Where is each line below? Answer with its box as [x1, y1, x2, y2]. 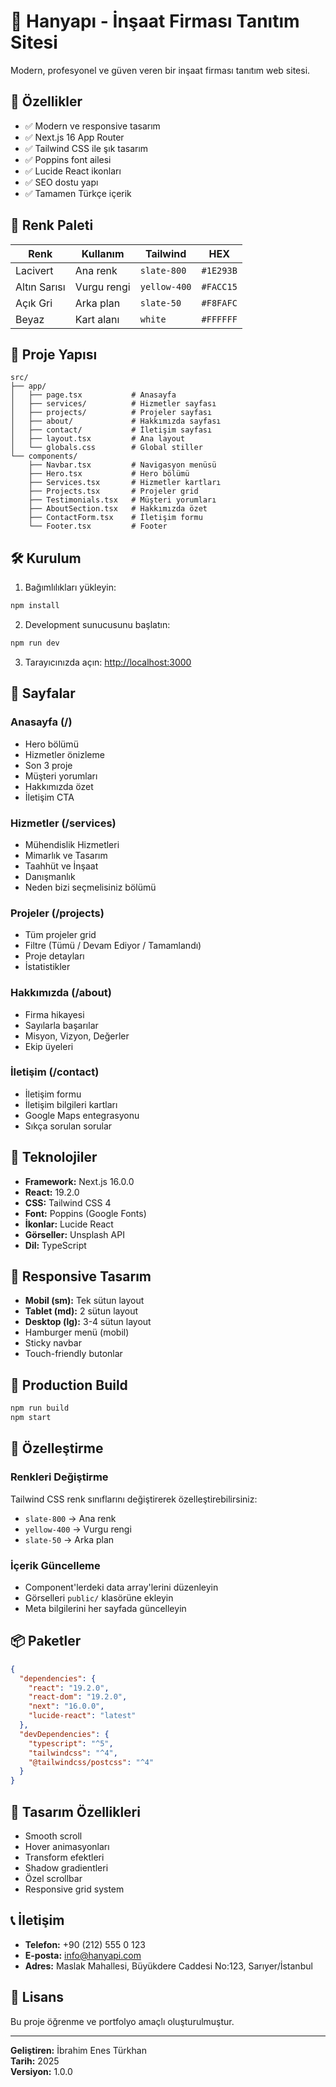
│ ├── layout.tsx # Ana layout [10, 434, 186, 444]
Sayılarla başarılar [24, 1019, 99, 1031]
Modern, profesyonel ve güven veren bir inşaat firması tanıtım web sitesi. [10, 64, 311, 76]
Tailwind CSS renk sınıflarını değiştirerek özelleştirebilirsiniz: [10, 1493, 258, 1505]
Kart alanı [74, 312, 120, 326]
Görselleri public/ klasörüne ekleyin [24, 1591, 174, 1604]
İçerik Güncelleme [10, 1558, 101, 1572]
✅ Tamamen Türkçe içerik [24, 187, 132, 199]
